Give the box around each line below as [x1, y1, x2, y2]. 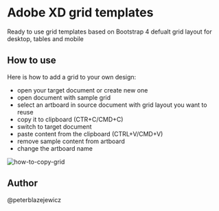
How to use [7, 55, 56, 66]
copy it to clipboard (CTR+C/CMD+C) [16, 115, 124, 123]
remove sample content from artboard [16, 137, 126, 145]
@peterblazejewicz [7, 195, 62, 203]
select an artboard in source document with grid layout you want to [16, 101, 207, 109]
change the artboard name [16, 144, 93, 152]
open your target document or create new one [16, 86, 148, 94]
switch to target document [16, 122, 92, 131]
